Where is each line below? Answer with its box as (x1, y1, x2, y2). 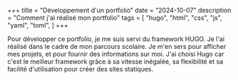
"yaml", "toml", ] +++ (7, 21, 69, 29)
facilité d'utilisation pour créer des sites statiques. (7, 65, 154, 73)
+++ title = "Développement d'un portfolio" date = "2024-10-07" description (7, 6, 232, 14)
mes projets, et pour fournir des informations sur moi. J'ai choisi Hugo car (7, 50, 224, 58)
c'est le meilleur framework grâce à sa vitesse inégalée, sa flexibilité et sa (7, 57, 224, 66)
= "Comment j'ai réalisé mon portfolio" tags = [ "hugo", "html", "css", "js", (7, 13, 222, 22)
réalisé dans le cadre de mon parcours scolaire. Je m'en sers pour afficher (7, 42, 227, 50)
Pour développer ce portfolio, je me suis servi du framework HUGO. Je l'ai (7, 35, 225, 43)
